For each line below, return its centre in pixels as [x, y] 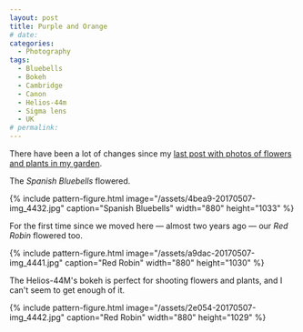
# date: [24, 35]
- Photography [44, 52]
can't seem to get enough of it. [67, 290]
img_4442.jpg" [37, 317]
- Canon [32, 94]
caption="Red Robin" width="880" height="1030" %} [165, 263]
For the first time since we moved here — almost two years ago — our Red [149, 226]
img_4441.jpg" [36, 263]
